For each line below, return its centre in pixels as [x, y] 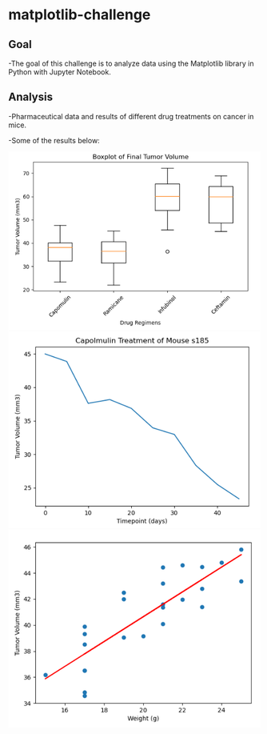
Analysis [31, 97]
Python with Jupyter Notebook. [60, 72]
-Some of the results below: [54, 140]
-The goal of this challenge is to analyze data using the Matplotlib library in [131, 63]
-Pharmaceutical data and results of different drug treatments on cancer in [131, 116]
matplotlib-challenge [80, 15]
